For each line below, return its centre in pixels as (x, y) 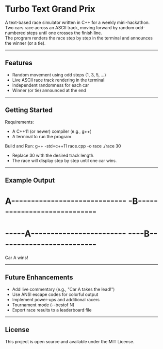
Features (19, 63)
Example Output (30, 180)
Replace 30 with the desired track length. (53, 155)
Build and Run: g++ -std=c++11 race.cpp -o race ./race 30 (63, 146)
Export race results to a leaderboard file (52, 310)
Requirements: (19, 122)
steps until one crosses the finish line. (64, 33)
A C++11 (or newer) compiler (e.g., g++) (52, 131)
